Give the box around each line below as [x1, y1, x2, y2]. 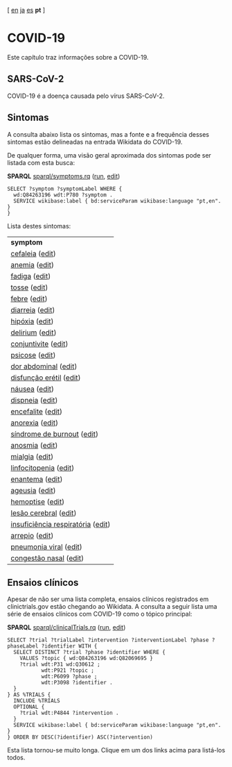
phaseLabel [7, 643, 39, 650]
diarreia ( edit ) [10, 305, 55, 314]
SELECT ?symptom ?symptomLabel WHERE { [7, 185, 123, 192]
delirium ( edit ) [10, 328, 57, 337]
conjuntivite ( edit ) [10, 339, 69, 348]
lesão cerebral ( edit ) [10, 508, 77, 518]
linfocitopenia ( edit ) [10, 463, 75, 473]
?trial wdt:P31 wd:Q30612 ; [19, 661, 100, 668]
